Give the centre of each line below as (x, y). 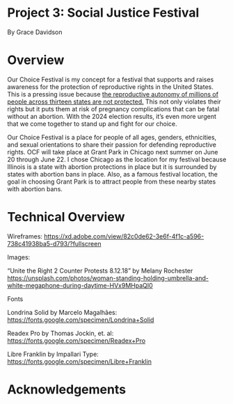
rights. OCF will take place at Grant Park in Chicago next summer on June (113, 152)
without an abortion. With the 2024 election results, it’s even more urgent (112, 116)
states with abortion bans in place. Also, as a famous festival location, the (112, 174)
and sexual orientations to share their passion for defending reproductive (112, 145)
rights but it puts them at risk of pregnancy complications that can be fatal (113, 108)
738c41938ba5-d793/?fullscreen (54, 243)
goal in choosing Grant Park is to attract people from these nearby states (112, 181)
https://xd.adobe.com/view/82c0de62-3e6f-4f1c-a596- (124, 236)
